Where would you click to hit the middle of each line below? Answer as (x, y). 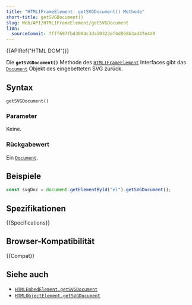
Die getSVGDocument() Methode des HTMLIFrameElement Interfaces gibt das (96, 63)
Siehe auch (27, 275)
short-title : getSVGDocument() (45, 17)
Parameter (22, 116)
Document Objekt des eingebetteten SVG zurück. (64, 69)
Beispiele (24, 176)
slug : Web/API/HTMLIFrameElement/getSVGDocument (67, 23)
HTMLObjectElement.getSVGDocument (57, 295)
